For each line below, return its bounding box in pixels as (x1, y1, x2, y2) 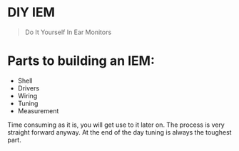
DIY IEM (7, 4, 56, 21)
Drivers (17, 83, 40, 93)
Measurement (17, 106, 59, 115)
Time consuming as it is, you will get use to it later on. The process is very (7, 120, 225, 129)
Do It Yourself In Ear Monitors (24, 28, 112, 36)
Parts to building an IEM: (7, 53, 156, 69)
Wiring (17, 91, 38, 100)
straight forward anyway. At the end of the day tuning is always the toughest (7, 127, 232, 136)
